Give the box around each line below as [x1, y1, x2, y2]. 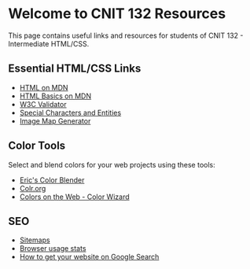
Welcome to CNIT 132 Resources [8, 5, 226, 23]
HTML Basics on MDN [19, 91, 92, 101]
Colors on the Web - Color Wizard [19, 192, 130, 201]
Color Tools [8, 139, 66, 153]
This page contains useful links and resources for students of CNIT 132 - [8, 31, 244, 40]
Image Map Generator [19, 116, 91, 126]
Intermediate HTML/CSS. [8, 39, 90, 48]
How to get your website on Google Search [19, 252, 160, 262]
